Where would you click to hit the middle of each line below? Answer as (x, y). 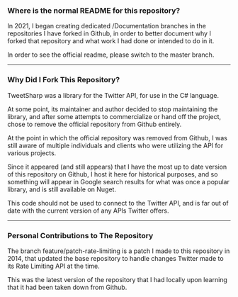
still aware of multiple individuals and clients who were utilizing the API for (115, 145)
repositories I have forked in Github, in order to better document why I (109, 33)
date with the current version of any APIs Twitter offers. (88, 211)
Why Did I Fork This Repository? (64, 80)
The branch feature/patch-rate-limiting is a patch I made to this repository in (119, 251)
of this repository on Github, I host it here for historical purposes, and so (113, 174)
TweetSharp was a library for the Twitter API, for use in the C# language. (113, 95)
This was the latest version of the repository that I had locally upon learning (118, 279)
